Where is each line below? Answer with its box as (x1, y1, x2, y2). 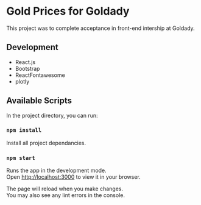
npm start (6, 154, 35, 161)
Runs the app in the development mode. (6, 167, 107, 174)
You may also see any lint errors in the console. (6, 192, 125, 199)
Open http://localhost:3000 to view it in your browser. (6, 173, 141, 181)
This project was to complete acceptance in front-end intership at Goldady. (6, 24, 195, 32)
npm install (6, 127, 42, 134)
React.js (15, 58, 36, 65)
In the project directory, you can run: (6, 112, 98, 119)
